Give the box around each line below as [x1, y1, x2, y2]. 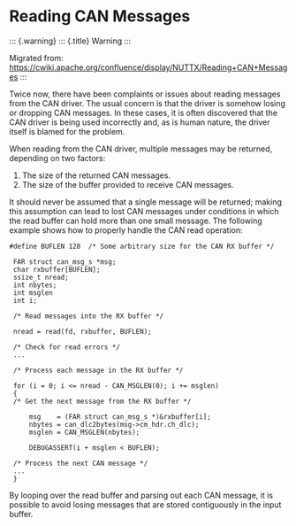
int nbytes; [12, 281, 57, 290]
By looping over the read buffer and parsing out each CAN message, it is [9, 490, 274, 500]
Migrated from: [9, 52, 64, 63]
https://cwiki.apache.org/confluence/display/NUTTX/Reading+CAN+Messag [9, 62, 288, 73]
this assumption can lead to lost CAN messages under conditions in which [9, 205, 279, 216]
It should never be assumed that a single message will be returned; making [9, 197, 283, 207]
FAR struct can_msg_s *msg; [12, 257, 117, 267]
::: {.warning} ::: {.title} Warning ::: [9, 35, 132, 46]
